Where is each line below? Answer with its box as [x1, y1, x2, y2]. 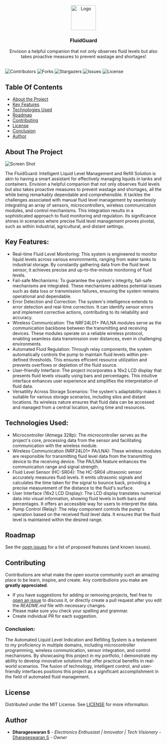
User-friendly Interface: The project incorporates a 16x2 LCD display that [12, 367, 162, 373]
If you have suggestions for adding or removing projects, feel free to [12, 592, 153, 598]
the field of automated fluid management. [5, 674, 90, 680]
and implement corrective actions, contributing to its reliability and [12, 309, 148, 315]
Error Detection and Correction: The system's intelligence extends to [12, 299, 153, 305]
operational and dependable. [12, 293, 72, 299]
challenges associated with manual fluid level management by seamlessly [5, 197, 157, 203]
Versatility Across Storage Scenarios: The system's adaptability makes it [12, 388, 161, 394]
